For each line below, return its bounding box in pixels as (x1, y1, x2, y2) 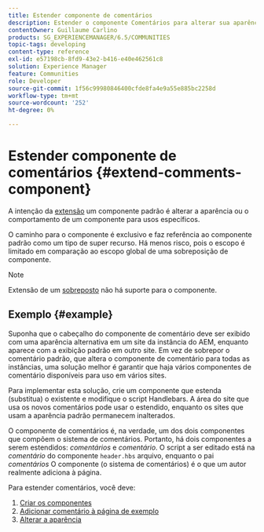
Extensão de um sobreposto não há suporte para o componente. (8, 285, 218, 294)
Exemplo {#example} (8, 308, 114, 322)
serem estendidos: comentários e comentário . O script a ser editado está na (8, 443, 255, 452)
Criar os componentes (19, 497, 92, 507)
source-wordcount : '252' (8, 99, 90, 107)
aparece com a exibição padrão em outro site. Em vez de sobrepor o (8, 345, 230, 355)
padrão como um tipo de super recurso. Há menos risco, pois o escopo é (8, 238, 245, 247)
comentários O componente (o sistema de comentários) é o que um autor (8, 459, 247, 468)
